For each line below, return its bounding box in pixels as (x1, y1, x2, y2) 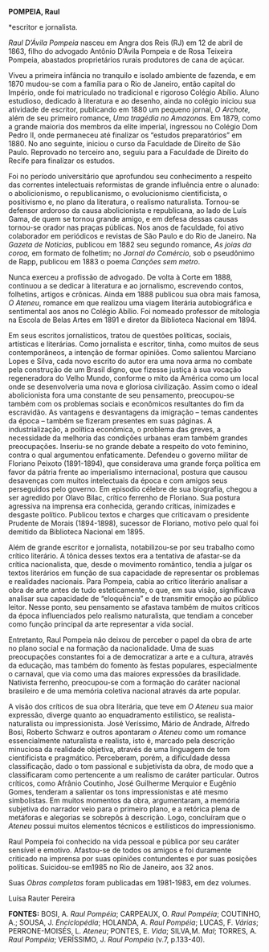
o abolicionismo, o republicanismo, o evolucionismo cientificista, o (8, 189, 228, 198)
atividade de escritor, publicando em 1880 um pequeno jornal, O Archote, (8, 104, 251, 114)
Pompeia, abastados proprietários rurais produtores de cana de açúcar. (8, 55, 245, 64)
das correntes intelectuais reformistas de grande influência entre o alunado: (8, 180, 259, 190)
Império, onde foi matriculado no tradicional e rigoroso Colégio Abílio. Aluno (8, 88, 259, 97)
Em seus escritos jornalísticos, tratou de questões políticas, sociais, (8, 331, 232, 340)
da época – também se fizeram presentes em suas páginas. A (8, 416, 213, 425)
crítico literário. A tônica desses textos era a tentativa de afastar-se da (8, 551, 241, 561)
